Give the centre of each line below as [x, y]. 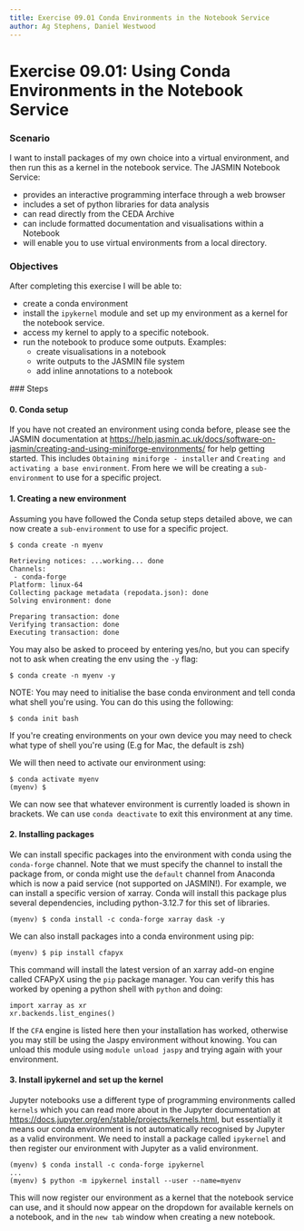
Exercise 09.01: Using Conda [120, 71]
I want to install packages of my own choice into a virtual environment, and [149, 157]
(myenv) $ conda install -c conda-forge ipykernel [107, 1165]
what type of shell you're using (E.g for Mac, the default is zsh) [127, 745]
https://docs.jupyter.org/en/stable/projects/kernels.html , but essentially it [146, 1119]
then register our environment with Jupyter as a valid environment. [134, 1148]
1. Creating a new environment [68, 499]
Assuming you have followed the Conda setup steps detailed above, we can [151, 519]
